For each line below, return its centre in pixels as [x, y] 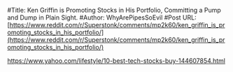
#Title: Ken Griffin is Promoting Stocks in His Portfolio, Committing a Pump [114, 10]
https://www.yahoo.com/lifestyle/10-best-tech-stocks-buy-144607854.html [116, 61]
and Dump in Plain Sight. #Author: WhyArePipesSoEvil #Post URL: [102, 17]
